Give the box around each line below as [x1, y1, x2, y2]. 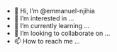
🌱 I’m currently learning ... [13, 22, 90, 30]
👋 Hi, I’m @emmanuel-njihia [13, 7, 96, 15]
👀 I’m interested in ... [13, 14, 74, 22]
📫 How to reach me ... [13, 37, 80, 45]
